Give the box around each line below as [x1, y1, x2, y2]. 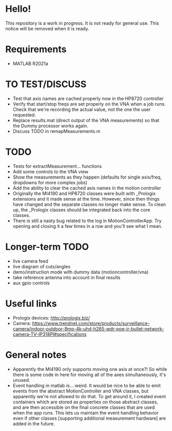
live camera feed [12, 258, 49, 264]
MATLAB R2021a [12, 60, 49, 67]
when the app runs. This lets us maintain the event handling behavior [12, 409, 159, 416]
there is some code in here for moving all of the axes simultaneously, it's [12, 371, 166, 378]
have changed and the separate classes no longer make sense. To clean [12, 201, 166, 207]
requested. [12, 111, 36, 118]
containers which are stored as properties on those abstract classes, [12, 399, 158, 405]
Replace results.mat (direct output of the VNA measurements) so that [12, 117, 160, 123]
